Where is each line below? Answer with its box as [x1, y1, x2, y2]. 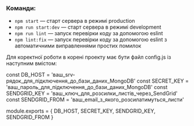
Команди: [6, 4, 36, 12]
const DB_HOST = [6, 71, 50, 79]
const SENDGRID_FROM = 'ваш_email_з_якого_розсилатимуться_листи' [6, 96, 184, 103]
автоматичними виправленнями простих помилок [14, 42, 142, 49]
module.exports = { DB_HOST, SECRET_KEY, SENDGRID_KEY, [6, 107, 156, 115]
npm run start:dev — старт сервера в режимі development [14, 23, 162, 30]
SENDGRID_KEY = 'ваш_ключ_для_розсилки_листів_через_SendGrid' [6, 90, 178, 97]
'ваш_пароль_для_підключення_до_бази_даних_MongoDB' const [6, 84, 168, 91]
